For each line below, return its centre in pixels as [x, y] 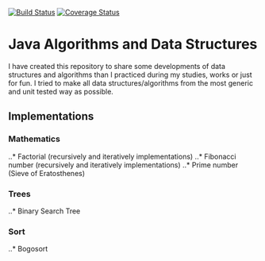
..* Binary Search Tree [44, 211]
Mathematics [35, 139]
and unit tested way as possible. [61, 91]
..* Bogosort [28, 249]
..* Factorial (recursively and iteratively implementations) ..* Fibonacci [122, 156]
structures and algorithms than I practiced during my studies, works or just [130, 75]
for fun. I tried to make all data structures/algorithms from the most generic [131, 83]
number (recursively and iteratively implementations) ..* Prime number [123, 165]
